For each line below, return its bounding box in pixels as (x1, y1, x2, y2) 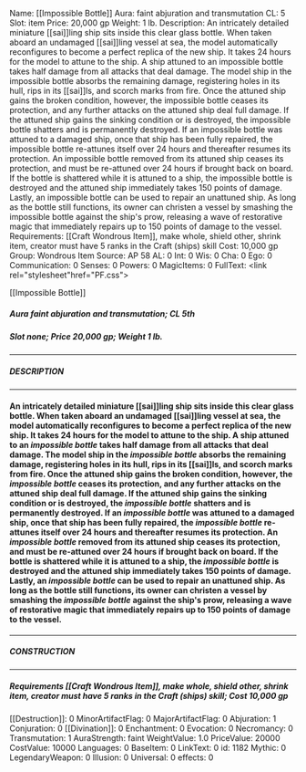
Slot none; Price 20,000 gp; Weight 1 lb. (9, 330, 163, 341)
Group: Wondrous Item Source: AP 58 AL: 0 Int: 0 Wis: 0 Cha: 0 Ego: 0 (9, 250, 273, 261)
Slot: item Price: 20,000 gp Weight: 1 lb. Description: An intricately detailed (9, 17, 290, 28)
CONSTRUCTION (9, 646, 76, 657)
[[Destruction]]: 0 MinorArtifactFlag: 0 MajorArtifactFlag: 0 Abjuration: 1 (9, 714, 277, 725)
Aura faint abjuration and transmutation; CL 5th (9, 308, 196, 318)
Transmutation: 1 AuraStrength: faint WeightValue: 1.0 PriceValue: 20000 (9, 733, 280, 744)
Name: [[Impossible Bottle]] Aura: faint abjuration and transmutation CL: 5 (9, 8, 286, 18)
